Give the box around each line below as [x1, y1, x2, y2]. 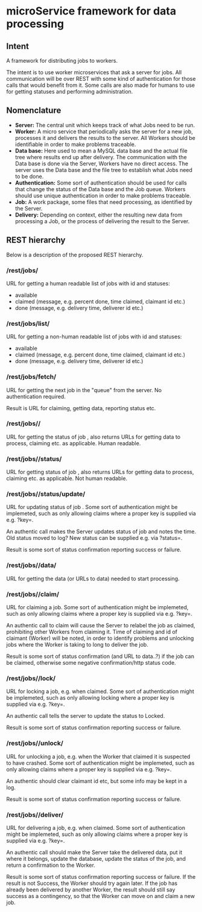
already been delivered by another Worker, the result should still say [6, 885, 175, 893]
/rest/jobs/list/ [6, 319, 50, 328]
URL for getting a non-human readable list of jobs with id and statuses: [6, 333, 182, 340]
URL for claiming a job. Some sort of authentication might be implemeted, [6, 604, 189, 610]
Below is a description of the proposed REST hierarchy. [6, 251, 144, 258]
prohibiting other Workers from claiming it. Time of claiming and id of [6, 629, 178, 635]
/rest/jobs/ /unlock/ [6, 739, 63, 747]
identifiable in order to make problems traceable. [14, 141, 136, 148]
